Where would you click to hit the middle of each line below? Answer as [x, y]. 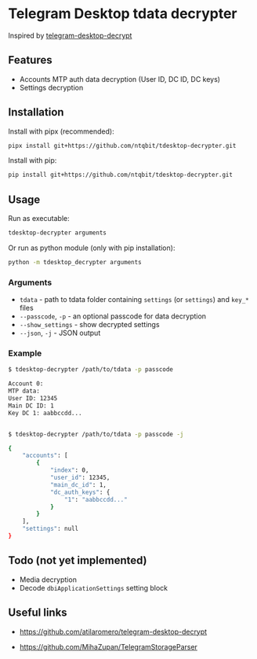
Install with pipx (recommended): [62, 131]
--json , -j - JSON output [60, 333]
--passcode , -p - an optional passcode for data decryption [112, 316]
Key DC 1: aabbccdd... [45, 413]
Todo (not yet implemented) [78, 560]
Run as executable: [39, 219]
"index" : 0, [69, 470]
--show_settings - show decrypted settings [89, 325]
